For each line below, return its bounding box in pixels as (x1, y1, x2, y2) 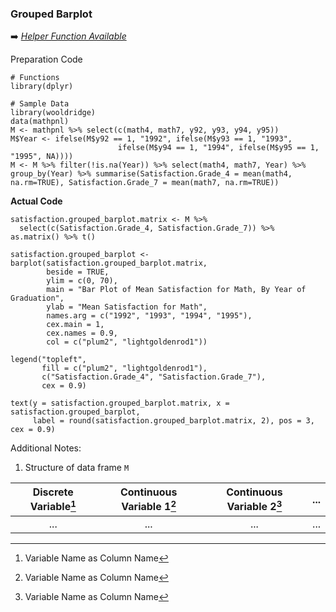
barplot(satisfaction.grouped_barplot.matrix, (10, 258, 208, 269)
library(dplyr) (10, 82, 74, 92)
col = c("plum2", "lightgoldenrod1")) (46, 337, 208, 347)
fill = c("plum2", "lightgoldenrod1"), (41, 363, 208, 374)
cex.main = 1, (46, 320, 105, 330)
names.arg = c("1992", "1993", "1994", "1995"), (46, 311, 253, 321)
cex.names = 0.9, (46, 328, 118, 339)
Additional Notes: (10, 442, 82, 454)
